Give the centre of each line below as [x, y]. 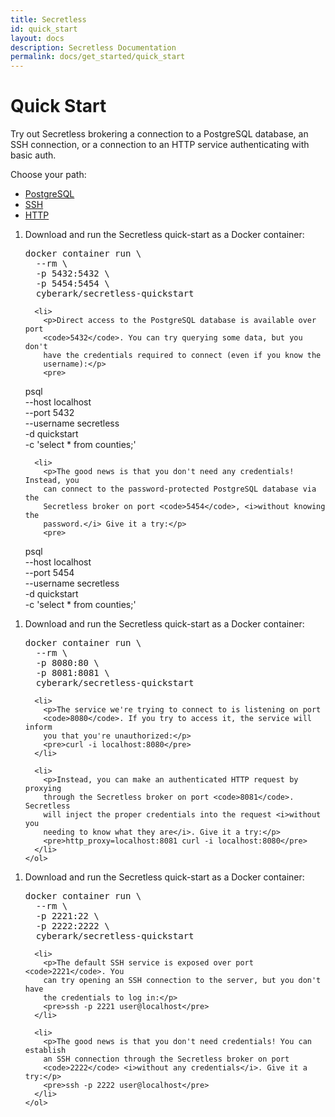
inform [38, 727]
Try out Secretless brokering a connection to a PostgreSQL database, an [159, 134]
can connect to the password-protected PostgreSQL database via [180, 489]
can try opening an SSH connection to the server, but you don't [182, 981]
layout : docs [37, 38]
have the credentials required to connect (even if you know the [182, 356]
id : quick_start [44, 29]
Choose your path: [48, 175]
